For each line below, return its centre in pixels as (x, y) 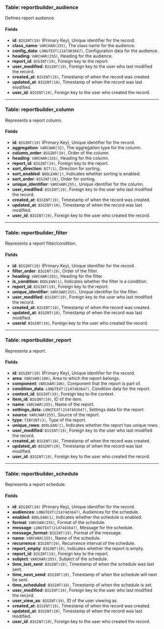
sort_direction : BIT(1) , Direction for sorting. (56, 169)
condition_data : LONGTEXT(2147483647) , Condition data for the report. (81, 389)
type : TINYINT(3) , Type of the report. (49, 420)
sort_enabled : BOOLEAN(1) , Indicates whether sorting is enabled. (76, 174)
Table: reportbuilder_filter (36, 233)
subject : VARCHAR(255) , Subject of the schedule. (60, 559)
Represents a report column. (34, 120)
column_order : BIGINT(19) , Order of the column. (61, 153)
